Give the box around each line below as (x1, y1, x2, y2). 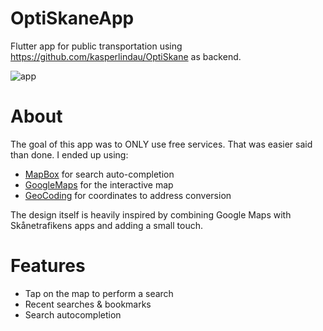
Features (10, 255, 86, 277)
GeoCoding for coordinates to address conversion (24, 189, 232, 201)
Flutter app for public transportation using (10, 40, 183, 52)
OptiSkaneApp (10, 7, 135, 30)
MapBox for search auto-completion (24, 168, 175, 180)
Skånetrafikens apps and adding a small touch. (10, 219, 203, 231)
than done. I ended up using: (10, 148, 129, 161)
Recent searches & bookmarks (24, 298, 152, 310)
